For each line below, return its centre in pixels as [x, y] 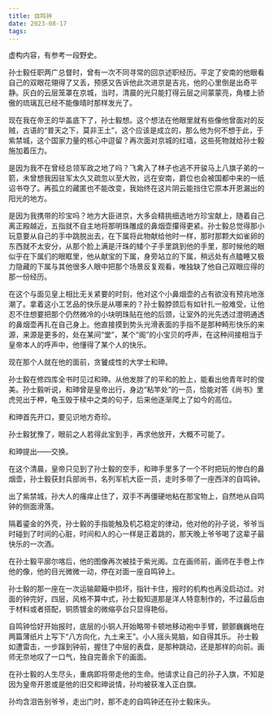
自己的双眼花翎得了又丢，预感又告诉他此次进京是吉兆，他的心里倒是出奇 [129, 83]
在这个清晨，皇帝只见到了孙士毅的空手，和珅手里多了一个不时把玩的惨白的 [133, 469]
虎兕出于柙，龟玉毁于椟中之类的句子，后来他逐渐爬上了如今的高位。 [122, 400]
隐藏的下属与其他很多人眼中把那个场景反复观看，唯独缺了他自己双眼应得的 [140, 267]
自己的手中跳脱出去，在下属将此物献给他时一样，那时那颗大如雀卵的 [150, 236]
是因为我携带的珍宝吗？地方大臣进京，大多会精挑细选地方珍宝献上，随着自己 [136, 216]
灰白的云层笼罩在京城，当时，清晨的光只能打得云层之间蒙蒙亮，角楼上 [140, 93]
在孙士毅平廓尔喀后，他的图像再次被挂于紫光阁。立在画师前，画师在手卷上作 [136, 561]
